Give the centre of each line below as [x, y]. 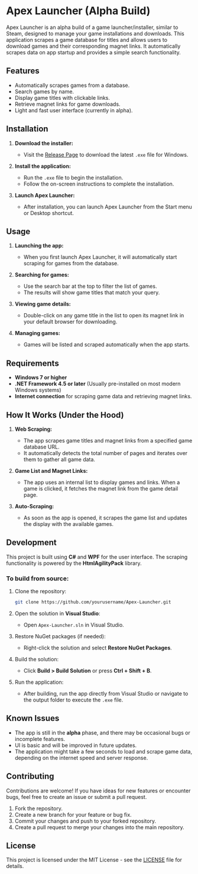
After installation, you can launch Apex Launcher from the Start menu [108, 207]
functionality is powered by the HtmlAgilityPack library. [74, 563]
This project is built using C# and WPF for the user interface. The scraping [97, 557]
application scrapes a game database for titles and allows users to [87, 40]
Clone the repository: [40, 592]
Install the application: [43, 166]
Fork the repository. [39, 808]
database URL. [41, 447]
